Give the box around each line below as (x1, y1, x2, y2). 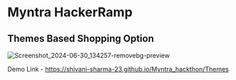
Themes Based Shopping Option (7, 33, 155, 45)
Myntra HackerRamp (7, 4, 133, 21)
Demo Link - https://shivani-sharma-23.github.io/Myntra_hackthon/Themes (7, 65, 230, 73)
